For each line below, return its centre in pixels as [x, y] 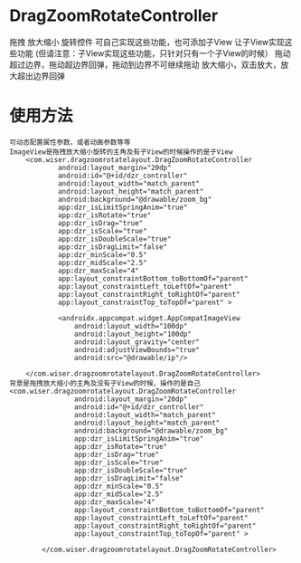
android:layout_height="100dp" [133, 334]
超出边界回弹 [41, 76]
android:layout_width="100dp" [131, 326]
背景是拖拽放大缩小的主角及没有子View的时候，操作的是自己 [105, 383]
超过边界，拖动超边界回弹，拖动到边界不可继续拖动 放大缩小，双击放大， [145, 64]
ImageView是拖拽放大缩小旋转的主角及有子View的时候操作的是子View [121, 152]
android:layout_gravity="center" [137, 342]
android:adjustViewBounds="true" [137, 349]
